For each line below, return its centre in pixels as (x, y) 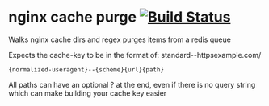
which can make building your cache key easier (88, 93)
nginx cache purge (73, 17)
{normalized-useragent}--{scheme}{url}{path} (86, 69)
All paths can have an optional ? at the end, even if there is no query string (132, 84)
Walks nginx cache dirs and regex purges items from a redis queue (120, 39)
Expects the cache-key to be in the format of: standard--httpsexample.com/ (135, 55)
